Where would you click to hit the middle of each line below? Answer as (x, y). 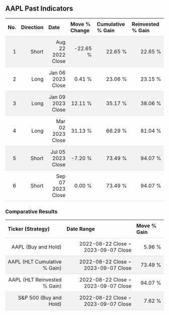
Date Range (81, 229)
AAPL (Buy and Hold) (36, 247)
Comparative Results (31, 212)
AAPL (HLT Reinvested (35, 280)
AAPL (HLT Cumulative (35, 262)
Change (80, 30)
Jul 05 (58, 152)
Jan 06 (57, 73)
